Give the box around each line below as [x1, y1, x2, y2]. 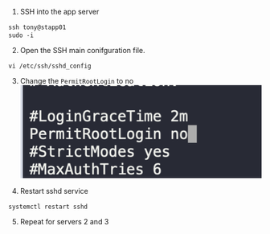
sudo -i [8, 31, 35, 39]
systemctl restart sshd [8, 203, 88, 211]
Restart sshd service [19, 186, 88, 195]
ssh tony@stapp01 [8, 23, 67, 31]
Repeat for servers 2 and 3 [19, 216, 109, 226]
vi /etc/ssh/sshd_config [8, 62, 92, 70]
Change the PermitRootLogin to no [19, 76, 134, 85]
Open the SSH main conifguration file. [19, 46, 145, 55]
